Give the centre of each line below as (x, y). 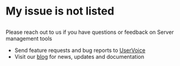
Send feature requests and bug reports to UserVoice (80, 50)
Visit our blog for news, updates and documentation (79, 56)
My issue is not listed (60, 11)
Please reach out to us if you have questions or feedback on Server (90, 32)
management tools (29, 38)
